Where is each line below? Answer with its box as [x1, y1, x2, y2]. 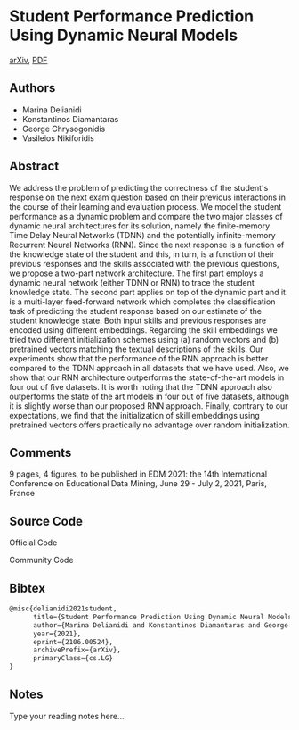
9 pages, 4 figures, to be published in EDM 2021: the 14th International [9, 469, 268, 479]
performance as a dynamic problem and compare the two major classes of [9, 211, 283, 221]
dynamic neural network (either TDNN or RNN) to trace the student [9, 277, 255, 287]
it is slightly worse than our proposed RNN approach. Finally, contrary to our [9, 400, 288, 411]
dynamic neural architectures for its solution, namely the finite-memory [9, 220, 271, 231]
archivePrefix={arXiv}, [32, 645, 122, 655]
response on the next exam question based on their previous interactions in [9, 192, 287, 203]
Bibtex [9, 580, 46, 595]
